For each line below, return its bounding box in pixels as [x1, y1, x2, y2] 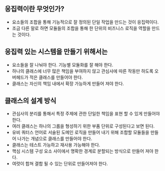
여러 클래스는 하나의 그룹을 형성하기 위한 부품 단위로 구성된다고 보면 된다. [11, 123, 155, 129]
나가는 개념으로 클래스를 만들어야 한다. [17, 135, 92, 141]
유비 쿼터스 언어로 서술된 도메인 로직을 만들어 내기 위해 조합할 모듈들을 [11, 129, 149, 135]
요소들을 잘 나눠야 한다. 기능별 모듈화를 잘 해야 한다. [11, 61, 113, 67]
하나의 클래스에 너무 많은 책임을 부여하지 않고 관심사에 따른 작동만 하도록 [11, 68, 153, 74]
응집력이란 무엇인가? [4, 4, 64, 13]
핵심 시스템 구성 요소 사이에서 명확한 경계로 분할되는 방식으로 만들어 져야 [11, 148, 153, 154]
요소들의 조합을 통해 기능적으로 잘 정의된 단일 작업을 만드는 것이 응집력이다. [11, 19, 159, 25]
